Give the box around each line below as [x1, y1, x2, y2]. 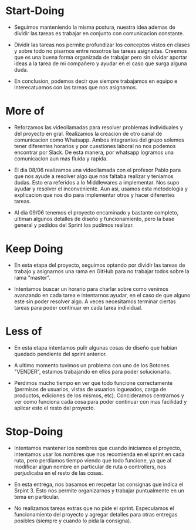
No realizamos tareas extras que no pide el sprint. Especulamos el [13, 504, 174, 512]
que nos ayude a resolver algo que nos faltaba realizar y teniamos [13, 172, 174, 180]
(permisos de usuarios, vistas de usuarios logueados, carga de [13, 385, 167, 393]
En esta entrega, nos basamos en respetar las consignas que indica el [13, 481, 184, 488]
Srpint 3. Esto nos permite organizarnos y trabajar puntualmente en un [13, 487, 184, 494]
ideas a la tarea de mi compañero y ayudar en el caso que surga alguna [13, 60, 187, 67]
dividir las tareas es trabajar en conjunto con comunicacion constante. [13, 29, 184, 36]
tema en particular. [13, 493, 60, 500]
